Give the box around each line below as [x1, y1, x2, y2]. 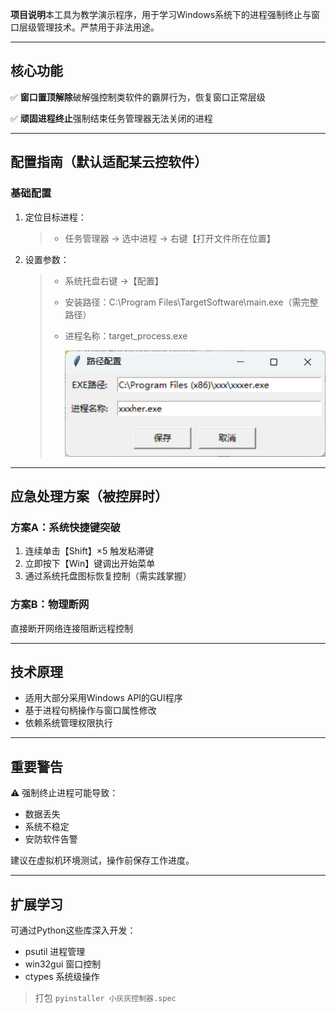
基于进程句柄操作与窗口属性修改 [24, 704, 157, 717]
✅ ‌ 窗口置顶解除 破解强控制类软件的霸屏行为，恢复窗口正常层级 [10, 91, 266, 103]
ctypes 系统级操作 [24, 971, 100, 983]
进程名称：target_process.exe [64, 329, 188, 342]
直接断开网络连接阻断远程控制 [10, 622, 133, 634]
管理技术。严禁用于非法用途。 [36, 21, 160, 33]
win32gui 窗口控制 [24, 958, 102, 970]
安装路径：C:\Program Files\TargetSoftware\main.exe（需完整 [64, 296, 319, 308]
